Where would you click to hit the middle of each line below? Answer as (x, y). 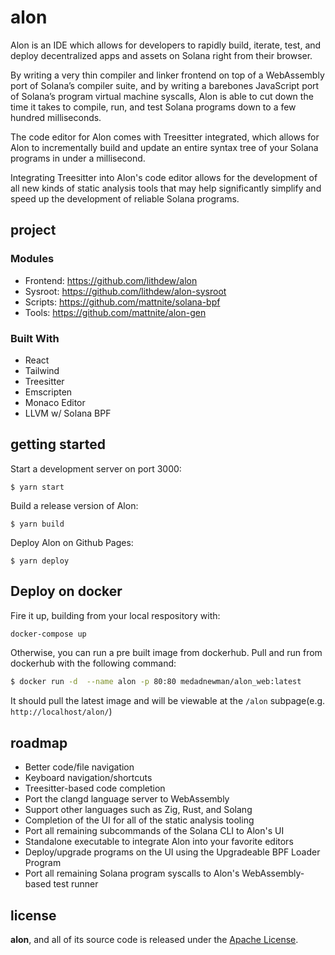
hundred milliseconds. (56, 117)
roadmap (39, 742)
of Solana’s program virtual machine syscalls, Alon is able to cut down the (162, 96)
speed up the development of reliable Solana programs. (125, 198)
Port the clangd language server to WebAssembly (127, 799)
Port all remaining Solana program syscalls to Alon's (132, 873)
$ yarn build (37, 524)
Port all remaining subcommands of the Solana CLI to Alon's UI (154, 831)
